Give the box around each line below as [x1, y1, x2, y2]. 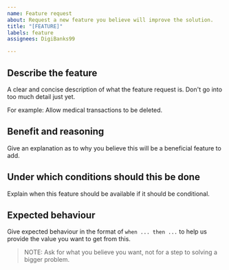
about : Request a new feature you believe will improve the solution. [7, 16, 214, 23]
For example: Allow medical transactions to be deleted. [7, 106, 163, 114]
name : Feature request [7, 10, 72, 17]
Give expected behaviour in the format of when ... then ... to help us [7, 227, 208, 236]
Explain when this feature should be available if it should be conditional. [7, 190, 210, 198]
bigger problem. [23, 256, 70, 264]
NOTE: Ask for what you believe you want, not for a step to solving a [23, 248, 218, 256]
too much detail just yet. [7, 92, 76, 100]
